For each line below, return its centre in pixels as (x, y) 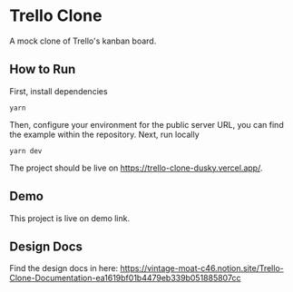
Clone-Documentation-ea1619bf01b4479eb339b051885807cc (125, 278)
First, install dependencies (59, 91)
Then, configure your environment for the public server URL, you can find (146, 124)
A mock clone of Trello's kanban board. (83, 41)
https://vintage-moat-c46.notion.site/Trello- (202, 268)
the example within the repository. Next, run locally (104, 134)
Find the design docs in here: (64, 268)
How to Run (43, 69)
